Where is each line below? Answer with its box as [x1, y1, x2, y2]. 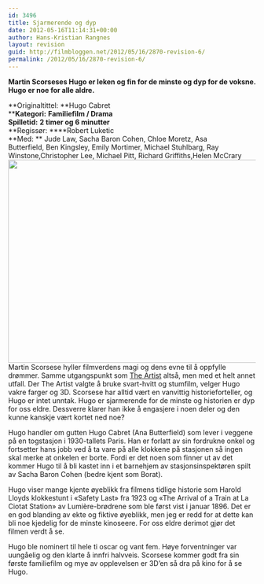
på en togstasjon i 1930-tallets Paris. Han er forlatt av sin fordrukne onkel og [8, 436, 255, 445]
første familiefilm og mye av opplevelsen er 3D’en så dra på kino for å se [8, 558, 242, 567]
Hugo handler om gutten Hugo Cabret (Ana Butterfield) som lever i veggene [8, 427, 253, 437]
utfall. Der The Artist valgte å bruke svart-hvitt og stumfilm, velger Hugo [8, 379, 240, 388]
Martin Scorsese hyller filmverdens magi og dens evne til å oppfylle [8, 362, 226, 371]
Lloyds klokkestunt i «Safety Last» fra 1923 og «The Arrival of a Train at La [8, 493, 249, 502]
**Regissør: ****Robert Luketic [8, 125, 115, 135]
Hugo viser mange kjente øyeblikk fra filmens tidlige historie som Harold [8, 485, 241, 494]
